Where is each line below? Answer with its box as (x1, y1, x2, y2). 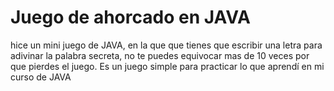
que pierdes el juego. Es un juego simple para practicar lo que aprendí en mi (10, 60, 325, 72)
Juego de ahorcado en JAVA (10, 6, 251, 29)
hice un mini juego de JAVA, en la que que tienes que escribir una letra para (10, 39, 323, 51)
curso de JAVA (10, 71, 72, 83)
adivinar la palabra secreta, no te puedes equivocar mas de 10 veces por (10, 49, 310, 61)
